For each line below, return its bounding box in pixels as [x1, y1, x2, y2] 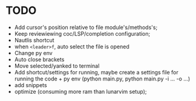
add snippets [14, 81, 47, 88]
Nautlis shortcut [14, 36, 55, 44]
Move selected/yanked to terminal [14, 62, 100, 70]
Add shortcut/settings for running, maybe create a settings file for [14, 68, 179, 76]
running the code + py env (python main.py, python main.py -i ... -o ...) [14, 75, 191, 82]
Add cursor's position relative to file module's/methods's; [14, 24, 158, 31]
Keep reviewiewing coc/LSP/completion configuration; [14, 30, 151, 37]
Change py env [14, 49, 53, 56]
